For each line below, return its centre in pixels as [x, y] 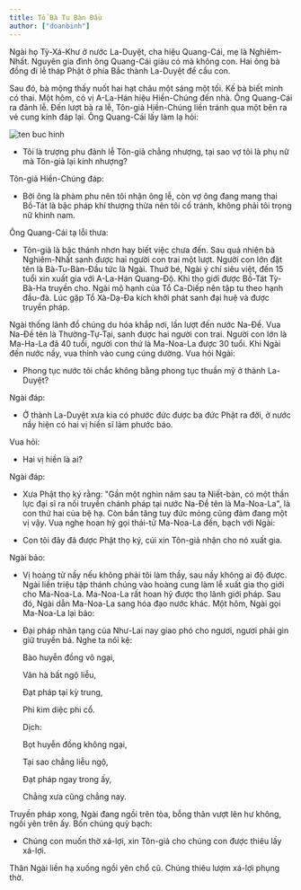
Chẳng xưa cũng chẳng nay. [75, 797]
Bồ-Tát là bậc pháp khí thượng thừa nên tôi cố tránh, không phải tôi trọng [157, 205]
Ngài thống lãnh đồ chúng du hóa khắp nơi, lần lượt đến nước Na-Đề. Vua [145, 324]
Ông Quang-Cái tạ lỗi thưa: [59, 232]
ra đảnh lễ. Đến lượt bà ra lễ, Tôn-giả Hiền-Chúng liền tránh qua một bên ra [148, 107]
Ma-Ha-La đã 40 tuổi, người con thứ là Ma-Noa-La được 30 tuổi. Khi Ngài [145, 343]
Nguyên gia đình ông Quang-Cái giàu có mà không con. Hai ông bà [155, 61]
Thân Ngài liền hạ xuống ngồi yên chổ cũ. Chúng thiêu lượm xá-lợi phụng [145, 868]
